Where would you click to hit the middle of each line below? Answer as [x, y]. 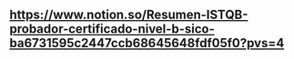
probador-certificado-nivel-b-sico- [112, 29]
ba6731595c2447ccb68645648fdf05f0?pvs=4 [147, 43]
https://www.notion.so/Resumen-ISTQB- [129, 15]
